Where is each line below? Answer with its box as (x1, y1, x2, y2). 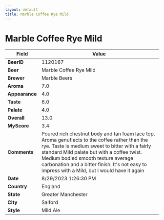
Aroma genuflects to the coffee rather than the (41, 137, 148, 144)
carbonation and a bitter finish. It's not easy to (41, 161, 147, 168)
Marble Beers (41, 74, 73, 81)
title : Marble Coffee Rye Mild (5, 12, 69, 17)
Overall (7, 115, 25, 122)
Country (7, 183, 27, 190)
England (41, 183, 61, 190)
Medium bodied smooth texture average (41, 155, 134, 162)
